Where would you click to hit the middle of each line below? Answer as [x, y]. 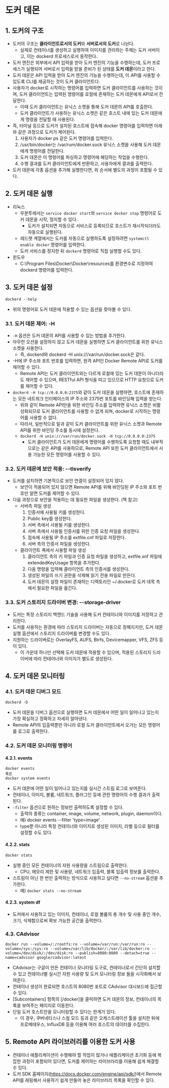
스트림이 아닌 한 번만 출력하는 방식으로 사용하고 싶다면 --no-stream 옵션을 [85, 878]
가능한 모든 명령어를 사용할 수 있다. [67, 454]
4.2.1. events [19, 758]
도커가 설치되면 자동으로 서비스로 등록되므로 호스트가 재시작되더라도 [94, 226]
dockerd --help [21, 299]
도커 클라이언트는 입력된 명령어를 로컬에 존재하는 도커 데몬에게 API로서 [89, 94]
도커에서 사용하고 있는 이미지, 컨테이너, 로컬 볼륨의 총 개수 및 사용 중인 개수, [87, 914]
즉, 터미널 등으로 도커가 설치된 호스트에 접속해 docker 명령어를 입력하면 [83, 126]
